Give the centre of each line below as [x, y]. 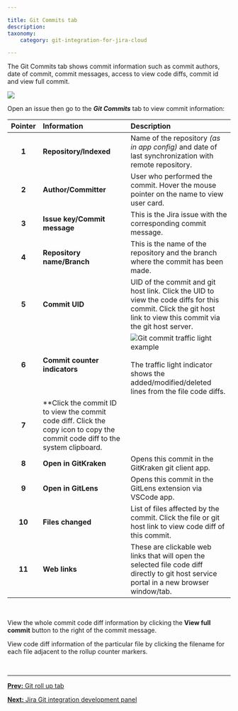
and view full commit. [39, 82]
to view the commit [74, 412]
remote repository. [161, 165]
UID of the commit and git [173, 282]
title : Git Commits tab [42, 20]
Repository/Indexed [77, 151]
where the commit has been [177, 262]
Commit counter [71, 360]
